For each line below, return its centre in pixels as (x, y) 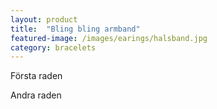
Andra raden (36, 95)
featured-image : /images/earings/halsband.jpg (109, 38)
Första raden (36, 76)
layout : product (44, 19)
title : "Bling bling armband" (75, 29)
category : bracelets (53, 47)
